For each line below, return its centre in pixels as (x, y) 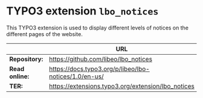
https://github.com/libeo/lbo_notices (101, 59)
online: (19, 76)
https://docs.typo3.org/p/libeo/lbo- (99, 69)
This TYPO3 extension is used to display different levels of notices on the (98, 28)
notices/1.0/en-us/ (76, 76)
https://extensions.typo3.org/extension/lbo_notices (122, 86)
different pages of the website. (44, 34)
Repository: (26, 59)
